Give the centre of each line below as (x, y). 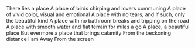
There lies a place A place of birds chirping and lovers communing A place (96, 8)
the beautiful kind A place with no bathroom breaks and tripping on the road (97, 21)
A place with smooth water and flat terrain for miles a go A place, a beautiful (98, 27)
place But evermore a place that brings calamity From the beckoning (89, 33)
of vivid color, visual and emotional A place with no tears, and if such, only (96, 14)
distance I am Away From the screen (50, 39)
